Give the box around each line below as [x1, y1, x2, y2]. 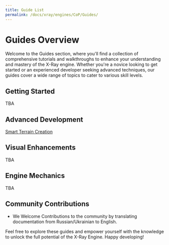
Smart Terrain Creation [5, 129, 53, 135]
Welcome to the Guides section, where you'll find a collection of [5, 51, 139, 57]
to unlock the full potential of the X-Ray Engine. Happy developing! [5, 234, 144, 240]
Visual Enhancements [5, 143, 76, 152]
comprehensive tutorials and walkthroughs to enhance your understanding [5, 56, 161, 62]
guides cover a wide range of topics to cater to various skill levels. [5, 72, 143, 79]
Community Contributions [5, 200, 90, 208]
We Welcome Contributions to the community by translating [12, 213, 138, 219]
